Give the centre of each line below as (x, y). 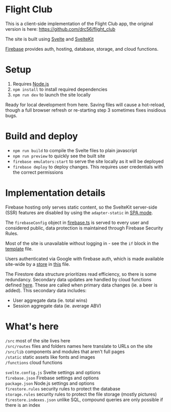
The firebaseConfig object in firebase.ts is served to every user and (77, 222)
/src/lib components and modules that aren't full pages (65, 352)
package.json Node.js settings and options (50, 383)
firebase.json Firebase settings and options (52, 378)
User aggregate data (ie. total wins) (50, 300)
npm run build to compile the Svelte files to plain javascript (75, 150)
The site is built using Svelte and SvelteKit (49, 39)
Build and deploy (42, 136)
